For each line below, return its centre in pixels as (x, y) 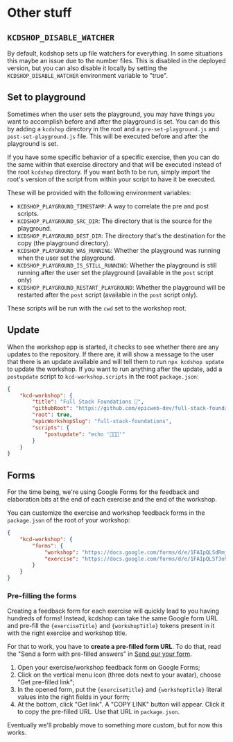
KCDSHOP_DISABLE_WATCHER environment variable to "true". (88, 75)
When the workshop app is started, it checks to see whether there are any (113, 347)
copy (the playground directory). (64, 243)
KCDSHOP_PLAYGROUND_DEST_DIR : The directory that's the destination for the (121, 236)
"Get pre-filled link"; (46, 682)
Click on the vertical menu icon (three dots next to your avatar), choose (119, 675)
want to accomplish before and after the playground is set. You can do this (114, 121)
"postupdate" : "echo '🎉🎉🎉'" (85, 434)
